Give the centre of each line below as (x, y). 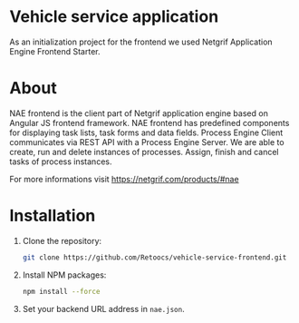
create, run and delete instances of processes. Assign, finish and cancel (144, 152)
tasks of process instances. (61, 161)
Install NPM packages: (64, 275)
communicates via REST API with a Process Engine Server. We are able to (147, 142)
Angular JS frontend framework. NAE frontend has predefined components (149, 122)
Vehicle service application (114, 17)
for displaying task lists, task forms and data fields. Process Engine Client (146, 132)
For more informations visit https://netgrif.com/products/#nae (124, 179)
